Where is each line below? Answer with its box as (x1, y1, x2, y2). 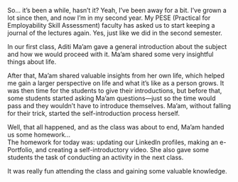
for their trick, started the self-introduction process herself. (7, 109, 180, 117)
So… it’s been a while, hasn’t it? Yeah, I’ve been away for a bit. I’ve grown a (7, 6, 227, 14)
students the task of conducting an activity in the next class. (7, 153, 184, 161)
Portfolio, (7, 146, 34, 154)
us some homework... (7, 131, 71, 139)
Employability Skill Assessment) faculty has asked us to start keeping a (7, 21, 215, 29)
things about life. (7, 58, 57, 66)
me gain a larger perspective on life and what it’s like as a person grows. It (7, 79, 225, 87)
